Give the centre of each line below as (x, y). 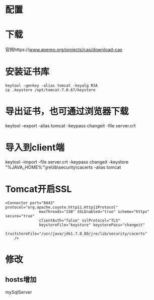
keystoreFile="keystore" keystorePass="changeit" (92, 225)
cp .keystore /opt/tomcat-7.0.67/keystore (50, 90)
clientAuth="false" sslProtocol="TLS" (80, 220)
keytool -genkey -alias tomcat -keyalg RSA (52, 86)
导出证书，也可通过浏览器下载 (67, 111)
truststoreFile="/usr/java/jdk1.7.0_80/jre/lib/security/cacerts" (76, 234)
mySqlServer (19, 292)
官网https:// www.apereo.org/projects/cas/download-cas (64, 50)
